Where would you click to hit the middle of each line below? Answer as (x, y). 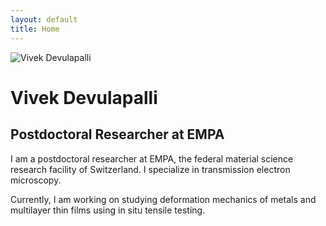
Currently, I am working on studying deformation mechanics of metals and (163, 199)
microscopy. (36, 180)
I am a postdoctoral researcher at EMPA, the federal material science (152, 158)
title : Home (35, 29)
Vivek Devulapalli (84, 97)
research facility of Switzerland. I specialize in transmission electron (150, 169)
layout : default (44, 19)
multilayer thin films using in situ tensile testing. (108, 210)
